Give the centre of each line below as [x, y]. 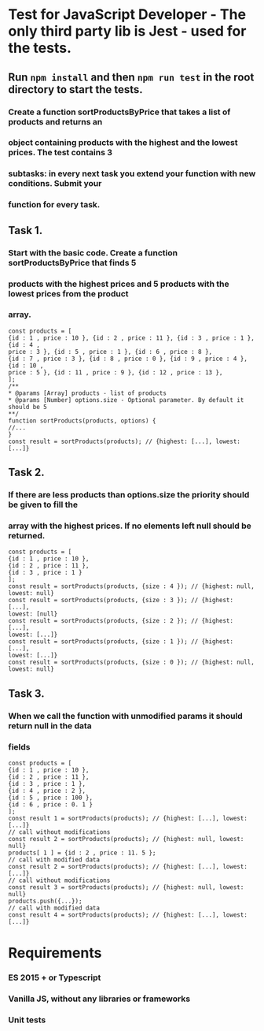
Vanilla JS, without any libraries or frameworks [99, 999]
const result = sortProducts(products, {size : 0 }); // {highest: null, [132, 663]
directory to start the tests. [75, 89]
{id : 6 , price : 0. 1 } [50, 805]
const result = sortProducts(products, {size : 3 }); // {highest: [121, 601]
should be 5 [27, 407]
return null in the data [50, 725]
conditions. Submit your [55, 184]
